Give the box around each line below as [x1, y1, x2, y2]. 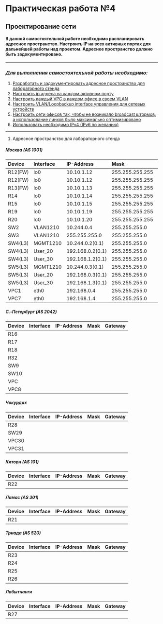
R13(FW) [8, 185, 29, 191]
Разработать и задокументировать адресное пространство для [12, 81, 145, 87]
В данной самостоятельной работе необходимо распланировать [5, 36, 145, 42]
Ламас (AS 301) [5, 494, 39, 500]
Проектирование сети [5, 22, 76, 31]
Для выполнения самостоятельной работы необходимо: [5, 69, 148, 76]
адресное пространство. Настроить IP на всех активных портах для [5, 41, 151, 47]
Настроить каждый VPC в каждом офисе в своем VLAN [12, 96, 128, 102]
